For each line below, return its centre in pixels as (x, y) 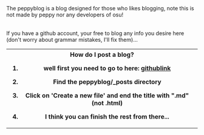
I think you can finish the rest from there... (107, 117)
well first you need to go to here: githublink (107, 68)
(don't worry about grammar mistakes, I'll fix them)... (72, 40)
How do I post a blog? (102, 54)
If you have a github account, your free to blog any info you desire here (95, 33)
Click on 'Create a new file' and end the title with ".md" (107, 95)
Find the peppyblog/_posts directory (107, 82)
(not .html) (107, 103)
